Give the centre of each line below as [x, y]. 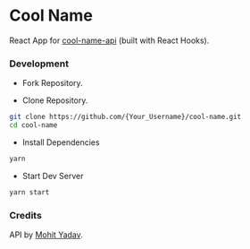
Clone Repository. [55, 100]
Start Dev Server [53, 176]
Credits [25, 215]
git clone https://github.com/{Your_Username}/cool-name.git [125, 117]
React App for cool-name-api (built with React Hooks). [109, 40]
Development [39, 64]
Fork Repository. [52, 83]
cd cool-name [33, 125]
